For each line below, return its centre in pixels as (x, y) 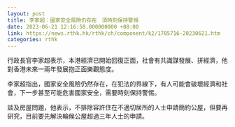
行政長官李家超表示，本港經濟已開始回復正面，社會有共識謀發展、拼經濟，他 (117, 61)
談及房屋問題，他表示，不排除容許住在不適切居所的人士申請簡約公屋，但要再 (117, 107)
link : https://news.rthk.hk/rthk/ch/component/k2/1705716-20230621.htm (114, 33)
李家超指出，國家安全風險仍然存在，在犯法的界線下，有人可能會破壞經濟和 (114, 84)
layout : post (26, 14)
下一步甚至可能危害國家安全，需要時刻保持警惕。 (90, 93)
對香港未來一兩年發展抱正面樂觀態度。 (62, 69)
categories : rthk (33, 40)
